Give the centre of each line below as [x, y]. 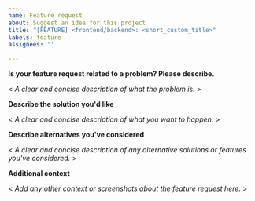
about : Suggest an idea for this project [77, 23]
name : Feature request [45, 15]
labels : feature [35, 37]
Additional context [39, 174]
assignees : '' [31, 45]
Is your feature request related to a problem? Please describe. [111, 74]
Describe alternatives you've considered [76, 135]
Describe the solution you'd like [61, 104]
